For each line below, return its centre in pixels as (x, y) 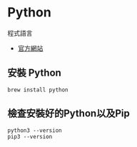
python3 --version (35, 130)
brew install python (38, 90)
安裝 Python (35, 73)
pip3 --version (30, 136)
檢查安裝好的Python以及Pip (68, 114)
